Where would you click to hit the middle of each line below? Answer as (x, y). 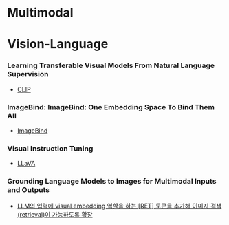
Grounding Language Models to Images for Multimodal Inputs (112, 182)
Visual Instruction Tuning (50, 148)
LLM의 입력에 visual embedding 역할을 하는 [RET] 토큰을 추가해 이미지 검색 (119, 206)
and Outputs (29, 190)
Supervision (28, 74)
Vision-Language (58, 44)
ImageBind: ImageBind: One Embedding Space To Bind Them (111, 107)
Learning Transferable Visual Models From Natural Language (111, 65)
